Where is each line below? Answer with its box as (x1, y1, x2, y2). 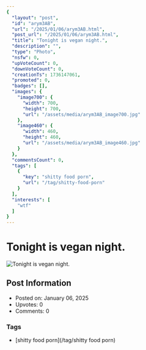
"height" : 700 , (22, 105, 62, 112)
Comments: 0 (15, 307, 50, 315)
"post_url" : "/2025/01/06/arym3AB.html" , (12, 32, 119, 38)
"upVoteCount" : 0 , (12, 60, 59, 66)
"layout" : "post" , (12, 15, 59, 21)
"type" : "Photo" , (12, 49, 56, 55)
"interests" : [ (12, 196, 51, 203)
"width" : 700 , (22, 100, 59, 106)
